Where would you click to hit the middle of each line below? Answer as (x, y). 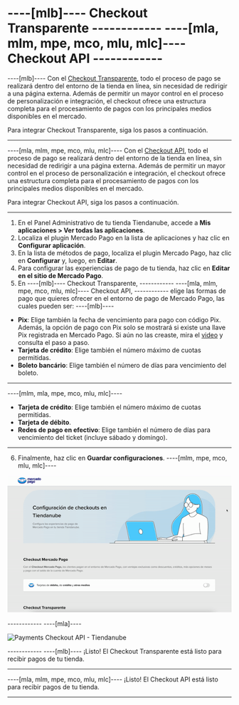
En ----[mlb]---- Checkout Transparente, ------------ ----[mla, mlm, (118, 283)
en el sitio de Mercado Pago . (60, 275)
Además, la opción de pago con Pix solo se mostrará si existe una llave (122, 327)
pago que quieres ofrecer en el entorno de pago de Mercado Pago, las (121, 298)
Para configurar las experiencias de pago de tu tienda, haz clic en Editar (124, 268)
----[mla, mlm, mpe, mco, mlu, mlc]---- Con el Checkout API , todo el (108, 150)
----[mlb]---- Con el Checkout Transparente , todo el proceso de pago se (114, 78)
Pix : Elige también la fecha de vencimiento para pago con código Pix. (119, 319)
